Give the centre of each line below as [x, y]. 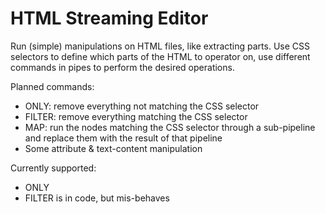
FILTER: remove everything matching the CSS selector [136, 116]
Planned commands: [52, 86]
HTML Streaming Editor [109, 18]
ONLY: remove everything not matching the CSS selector [142, 106]
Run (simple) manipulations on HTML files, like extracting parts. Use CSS [160, 46]
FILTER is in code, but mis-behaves [97, 198]
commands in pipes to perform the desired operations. [122, 67]
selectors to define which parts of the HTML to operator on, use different [160, 56]
